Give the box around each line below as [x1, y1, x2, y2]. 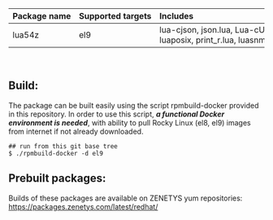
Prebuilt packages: [8, 171, 106, 186]
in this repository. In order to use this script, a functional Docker [8, 109, 225, 119]
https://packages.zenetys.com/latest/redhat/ [8, 201, 158, 211]
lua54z [12, 29, 39, 40]
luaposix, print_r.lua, [159, 34, 236, 46]
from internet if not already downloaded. [8, 126, 144, 136]
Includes [159, 11, 194, 21]
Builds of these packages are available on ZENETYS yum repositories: [8, 193, 243, 203]
